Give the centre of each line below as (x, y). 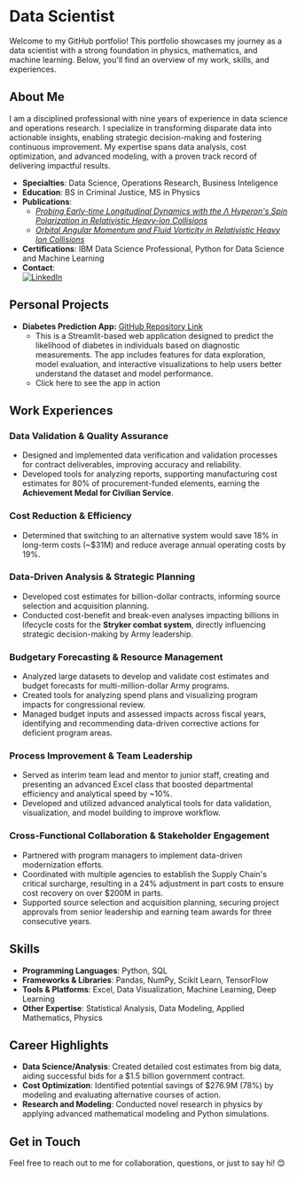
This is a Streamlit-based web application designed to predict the (154, 335)
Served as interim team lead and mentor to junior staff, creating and (145, 775)
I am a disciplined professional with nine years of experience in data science (148, 118)
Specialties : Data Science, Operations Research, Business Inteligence (150, 183)
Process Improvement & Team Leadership (101, 756)
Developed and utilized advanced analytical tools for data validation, (147, 804)
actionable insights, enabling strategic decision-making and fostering (136, 137)
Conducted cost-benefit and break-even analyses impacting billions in (150, 615)
